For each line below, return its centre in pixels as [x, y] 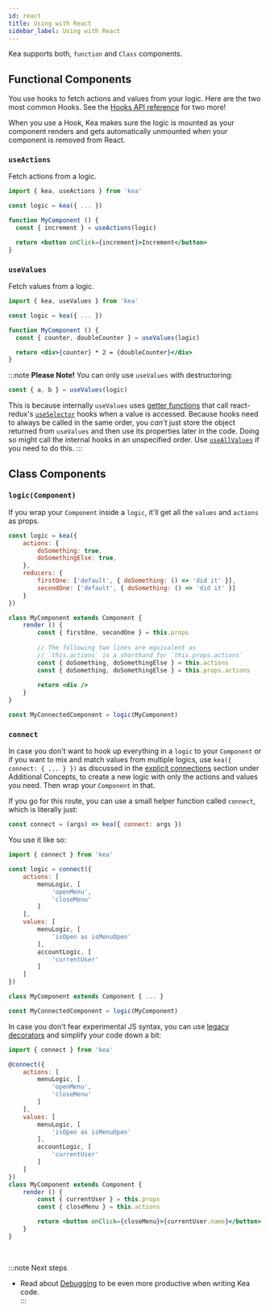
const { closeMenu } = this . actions [99, 1207]
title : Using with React [50, 23]
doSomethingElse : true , [77, 558]
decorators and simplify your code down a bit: [85, 1035]
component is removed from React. [67, 140]
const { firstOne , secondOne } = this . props [113, 633]
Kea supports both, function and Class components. [96, 54]
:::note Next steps [38, 1268]
